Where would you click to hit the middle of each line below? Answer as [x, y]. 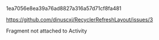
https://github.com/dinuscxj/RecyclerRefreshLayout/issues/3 [80, 19]
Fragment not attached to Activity [47, 31]
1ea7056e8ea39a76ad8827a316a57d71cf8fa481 [64, 8]
